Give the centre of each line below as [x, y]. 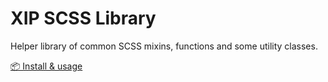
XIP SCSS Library [83, 18]
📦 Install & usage [46, 66]
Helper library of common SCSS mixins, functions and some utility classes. [164, 46]
